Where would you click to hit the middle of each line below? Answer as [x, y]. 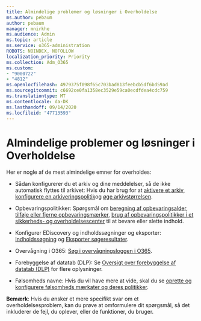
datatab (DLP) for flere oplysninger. [59, 269]
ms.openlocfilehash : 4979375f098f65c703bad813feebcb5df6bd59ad [87, 85]
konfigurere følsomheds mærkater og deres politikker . [82, 287]
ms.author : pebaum [29, 17]
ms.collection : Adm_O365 [37, 62]
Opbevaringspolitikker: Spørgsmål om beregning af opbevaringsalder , [101, 208]
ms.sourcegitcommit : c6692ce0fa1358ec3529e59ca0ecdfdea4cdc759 [87, 91]
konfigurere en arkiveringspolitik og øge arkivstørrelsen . [84, 197]
